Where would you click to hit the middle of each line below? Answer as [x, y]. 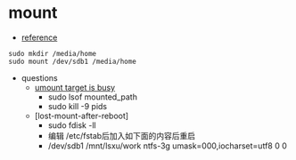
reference [39, 37]
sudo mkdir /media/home [53, 53]
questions [40, 77]
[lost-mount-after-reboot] [82, 116]
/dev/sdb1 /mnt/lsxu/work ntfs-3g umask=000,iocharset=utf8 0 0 [167, 146]
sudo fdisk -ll [72, 125]
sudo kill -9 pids [78, 106]
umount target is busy [75, 87]
